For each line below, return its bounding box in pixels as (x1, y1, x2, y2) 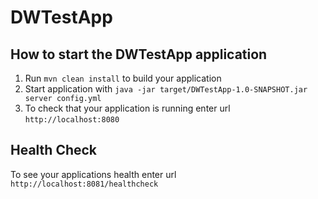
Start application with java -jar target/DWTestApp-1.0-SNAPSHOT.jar (24, 83, 308, 95)
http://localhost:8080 (24, 115, 120, 125)
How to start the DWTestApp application (10, 46, 268, 63)
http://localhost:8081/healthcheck (10, 179, 159, 189)
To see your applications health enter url (10, 168, 177, 180)
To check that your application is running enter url (24, 102, 231, 114)
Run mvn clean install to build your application (24, 72, 222, 84)
